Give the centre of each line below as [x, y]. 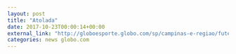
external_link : [29, 33]
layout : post [26, 14]
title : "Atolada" [33, 20]
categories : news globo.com [48, 40]
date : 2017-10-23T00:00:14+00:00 [56, 27]
